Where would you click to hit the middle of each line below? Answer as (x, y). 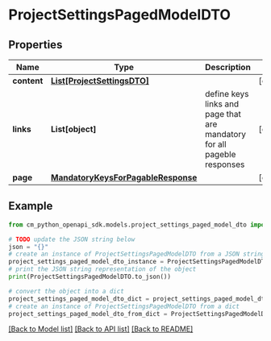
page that (223, 114)
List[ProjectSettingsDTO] (100, 81)
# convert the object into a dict (67, 291)
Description (228, 67)
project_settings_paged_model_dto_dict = (79, 299)
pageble (220, 154)
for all (216, 144)
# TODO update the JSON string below (72, 239)
